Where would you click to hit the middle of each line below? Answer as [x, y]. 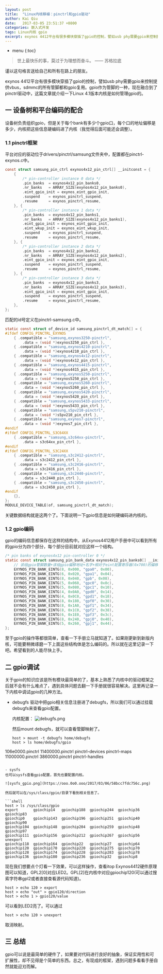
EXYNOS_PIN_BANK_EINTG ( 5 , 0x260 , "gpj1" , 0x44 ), [64, 624]
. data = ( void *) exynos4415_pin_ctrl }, [64, 370]
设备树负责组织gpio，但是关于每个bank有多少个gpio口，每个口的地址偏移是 [81, 123]
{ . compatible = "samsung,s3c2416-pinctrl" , [59, 465]
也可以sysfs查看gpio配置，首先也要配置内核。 [46, 775]
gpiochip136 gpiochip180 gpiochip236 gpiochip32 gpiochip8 [71, 857]
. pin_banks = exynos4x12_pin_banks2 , [62, 251]
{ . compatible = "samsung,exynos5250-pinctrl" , [63, 374]
